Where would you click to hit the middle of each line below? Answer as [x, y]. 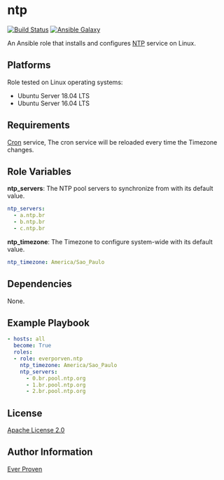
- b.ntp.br [29, 222]
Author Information [50, 452]
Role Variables [39, 172]
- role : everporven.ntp [48, 359]
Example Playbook [48, 322]
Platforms [29, 65]
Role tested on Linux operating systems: [65, 82]
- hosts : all [26, 339]
